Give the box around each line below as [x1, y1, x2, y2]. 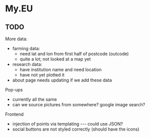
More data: [5, 36, 28, 42]
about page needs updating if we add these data [12, 77, 112, 83]
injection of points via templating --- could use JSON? [12, 121, 123, 127]
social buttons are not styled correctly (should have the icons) [12, 126, 140, 132]
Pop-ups [5, 87, 23, 92]
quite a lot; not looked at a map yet [19, 56, 91, 62]
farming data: [12, 46, 40, 51]
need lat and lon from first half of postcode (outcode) [19, 51, 129, 57]
